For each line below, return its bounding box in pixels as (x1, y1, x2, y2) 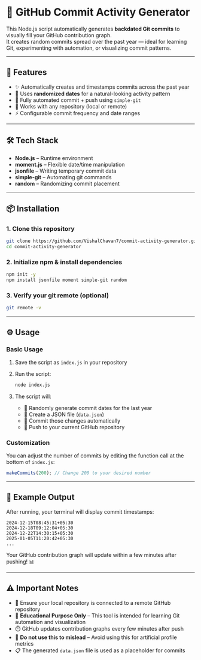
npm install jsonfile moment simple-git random (6, 277, 127, 284)
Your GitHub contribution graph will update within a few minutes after (6, 551, 177, 558)
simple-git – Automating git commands (14, 173, 112, 180)
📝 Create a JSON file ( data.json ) (23, 411, 105, 418)
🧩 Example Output (6, 492, 75, 502)
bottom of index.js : (6, 459, 55, 466)
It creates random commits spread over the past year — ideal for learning (6, 38, 187, 45)
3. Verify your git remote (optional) (6, 291, 109, 299)
